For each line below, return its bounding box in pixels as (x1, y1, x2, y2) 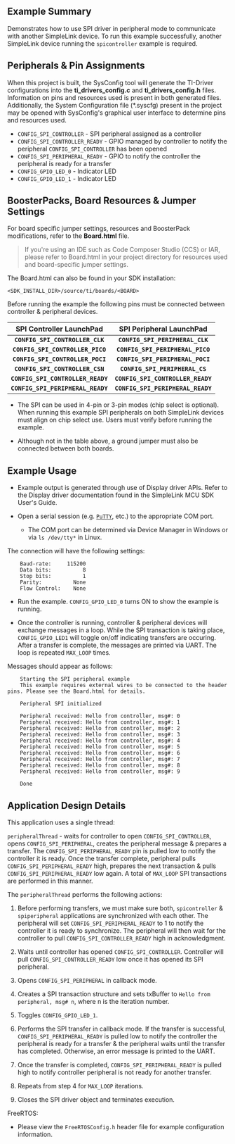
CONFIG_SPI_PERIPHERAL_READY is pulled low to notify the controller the (17, 1032, 217, 1041)
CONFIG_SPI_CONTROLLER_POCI (13, 356, 107, 363)
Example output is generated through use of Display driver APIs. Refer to (17, 484, 228, 492)
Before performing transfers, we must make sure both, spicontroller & (17, 904, 223, 912)
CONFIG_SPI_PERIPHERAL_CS (120, 365, 207, 373)
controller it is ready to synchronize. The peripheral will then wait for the (17, 926, 227, 935)
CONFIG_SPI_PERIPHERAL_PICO (116, 346, 210, 354)
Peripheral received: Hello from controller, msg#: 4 (20, 737, 180, 745)
